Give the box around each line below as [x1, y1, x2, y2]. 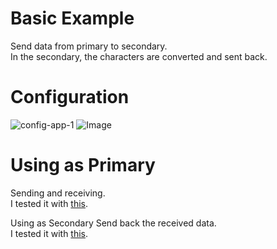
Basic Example [10, 7, 135, 30]
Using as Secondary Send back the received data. [10, 217, 217, 229]
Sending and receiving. [10, 187, 106, 199]
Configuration [10, 86, 130, 109]
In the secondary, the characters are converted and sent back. [10, 50, 268, 62]
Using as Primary [10, 154, 156, 177]
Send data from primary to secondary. [10, 40, 168, 52]
